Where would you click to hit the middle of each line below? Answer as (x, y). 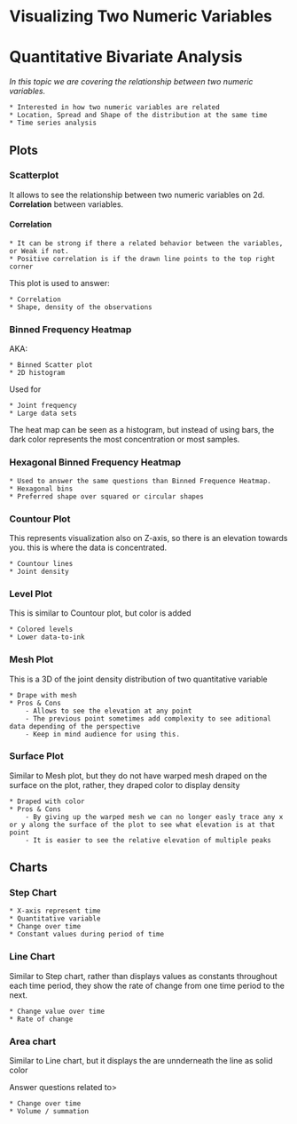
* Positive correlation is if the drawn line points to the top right (142, 259)
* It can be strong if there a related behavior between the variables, (146, 243)
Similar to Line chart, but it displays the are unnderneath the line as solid (141, 1061)
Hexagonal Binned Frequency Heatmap (95, 462)
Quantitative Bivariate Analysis (126, 57)
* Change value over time (57, 1011)
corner (21, 267)
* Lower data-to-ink (47, 637)
